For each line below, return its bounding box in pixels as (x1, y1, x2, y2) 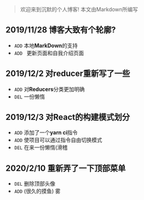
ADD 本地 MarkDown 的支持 (14, 42, 78, 49)
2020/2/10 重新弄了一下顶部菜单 (5, 163, 126, 173)
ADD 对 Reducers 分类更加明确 (14, 85, 85, 93)
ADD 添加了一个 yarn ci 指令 (14, 129, 78, 136)
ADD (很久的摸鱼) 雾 (14, 187, 61, 195)
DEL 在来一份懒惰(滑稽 (14, 144, 68, 151)
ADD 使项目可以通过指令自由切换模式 (14, 137, 102, 144)
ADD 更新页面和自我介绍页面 (14, 49, 84, 56)
